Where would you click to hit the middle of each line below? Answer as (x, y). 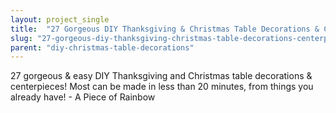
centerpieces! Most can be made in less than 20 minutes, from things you (162, 87)
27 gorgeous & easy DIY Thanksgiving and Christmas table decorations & (161, 76)
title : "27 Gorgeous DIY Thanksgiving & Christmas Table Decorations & (165, 29)
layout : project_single (60, 19)
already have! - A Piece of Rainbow (83, 97)
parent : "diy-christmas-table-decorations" (102, 47)
